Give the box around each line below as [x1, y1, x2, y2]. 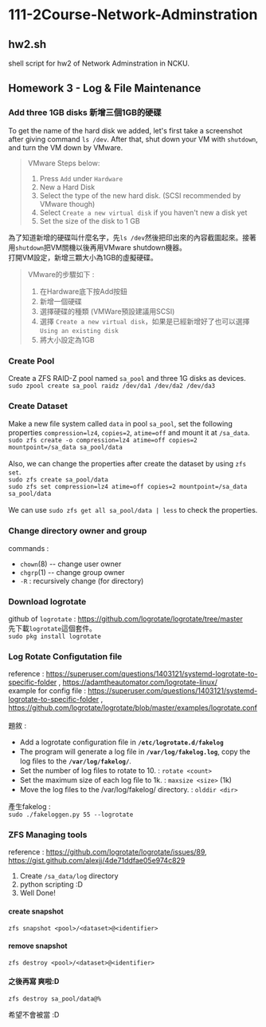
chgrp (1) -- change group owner [19, 567, 125, 577]
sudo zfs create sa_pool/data [8, 476, 109, 484]
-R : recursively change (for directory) [19, 576, 144, 585]
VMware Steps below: [27, 158, 100, 168]
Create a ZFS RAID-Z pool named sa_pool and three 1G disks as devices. [8, 373, 247, 383]
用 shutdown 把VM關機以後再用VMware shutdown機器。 [8, 242, 187, 252]
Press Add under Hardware [39, 173, 123, 183]
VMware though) [39, 199, 96, 208]
